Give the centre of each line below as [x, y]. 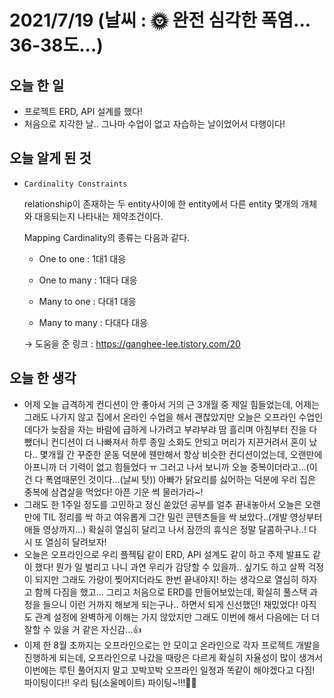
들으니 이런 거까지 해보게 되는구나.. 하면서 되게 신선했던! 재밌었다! [170, 604]
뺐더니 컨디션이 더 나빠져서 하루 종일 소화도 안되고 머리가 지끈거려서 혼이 [165, 442]
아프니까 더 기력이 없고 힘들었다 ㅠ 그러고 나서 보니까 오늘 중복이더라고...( [166, 467]
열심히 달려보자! [76, 542]
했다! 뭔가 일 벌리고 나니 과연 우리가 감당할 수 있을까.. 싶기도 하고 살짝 [170, 567]
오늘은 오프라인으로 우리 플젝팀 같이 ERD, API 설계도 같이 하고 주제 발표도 [167, 554]
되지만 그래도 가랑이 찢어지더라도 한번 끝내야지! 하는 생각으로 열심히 [166, 579]
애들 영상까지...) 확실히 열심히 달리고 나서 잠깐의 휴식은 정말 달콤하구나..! [165, 529]
